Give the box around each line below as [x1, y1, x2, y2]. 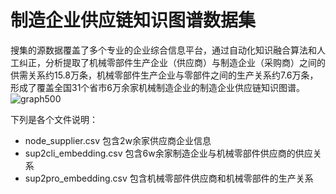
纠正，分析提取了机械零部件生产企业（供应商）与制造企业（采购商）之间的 [18, 56, 326, 68]
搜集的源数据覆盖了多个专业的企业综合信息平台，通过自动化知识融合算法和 [10, 44, 317, 56]
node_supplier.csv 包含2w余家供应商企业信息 [24, 134, 212, 146]
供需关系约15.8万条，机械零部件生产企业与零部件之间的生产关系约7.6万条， [10, 69, 319, 81]
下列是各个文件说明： [10, 113, 98, 125]
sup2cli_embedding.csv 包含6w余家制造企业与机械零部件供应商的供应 [24, 147, 313, 159]
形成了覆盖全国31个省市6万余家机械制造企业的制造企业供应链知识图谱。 [10, 81, 306, 93]
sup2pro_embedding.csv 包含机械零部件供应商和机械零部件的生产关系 [24, 172, 314, 184]
